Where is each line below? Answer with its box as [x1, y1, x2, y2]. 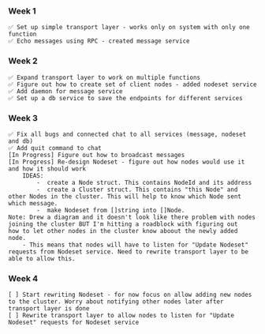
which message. [8, 199, 58, 207]
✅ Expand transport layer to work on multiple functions [8, 73, 201, 81]
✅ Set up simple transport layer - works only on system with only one [8, 24, 250, 32]
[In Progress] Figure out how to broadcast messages [8, 151, 185, 159]
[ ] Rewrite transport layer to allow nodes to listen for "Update [8, 312, 235, 320]
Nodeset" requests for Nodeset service [8, 318, 140, 327]
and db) [8, 137, 34, 145]
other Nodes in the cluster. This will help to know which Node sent [8, 192, 242, 201]
